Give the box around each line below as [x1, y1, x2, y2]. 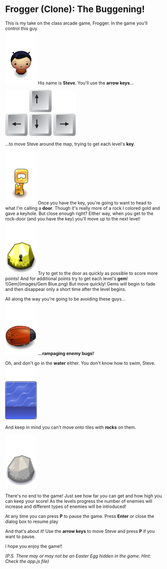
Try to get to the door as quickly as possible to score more [37, 270, 158, 276]
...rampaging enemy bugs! [37, 350, 94, 356]
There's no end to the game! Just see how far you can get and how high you [5, 492, 162, 499]
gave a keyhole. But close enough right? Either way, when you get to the [5, 210, 154, 216]
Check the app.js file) [5, 558, 49, 564]
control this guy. [5, 25, 38, 31]
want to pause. [5, 533, 36, 539]
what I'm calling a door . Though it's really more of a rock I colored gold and [5, 205, 161, 211]
